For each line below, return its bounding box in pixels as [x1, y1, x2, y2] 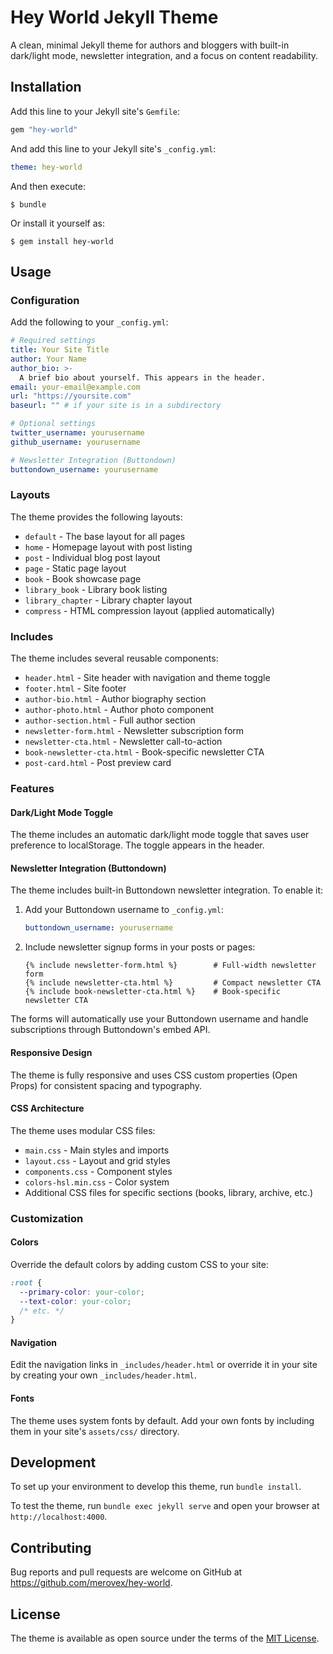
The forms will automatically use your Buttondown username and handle [10, 1013, 309, 1025]
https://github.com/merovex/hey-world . [10, 1577, 173, 1589]
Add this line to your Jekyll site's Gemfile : [10, 105, 181, 117]
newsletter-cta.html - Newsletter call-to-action [24, 736, 223, 748]
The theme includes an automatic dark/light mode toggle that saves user [10, 829, 310, 841]
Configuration [10, 293, 80, 307]
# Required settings [10, 336, 97, 346]
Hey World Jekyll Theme [10, 6, 219, 29]
